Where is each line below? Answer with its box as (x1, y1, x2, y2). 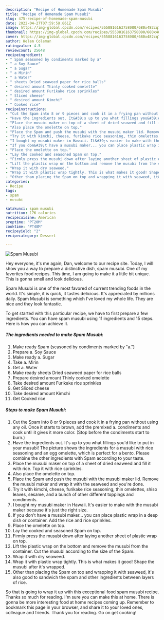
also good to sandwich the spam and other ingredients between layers (12, 574, 154, 580)
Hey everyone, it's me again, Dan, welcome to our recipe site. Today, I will (5, 260, 154, 266)
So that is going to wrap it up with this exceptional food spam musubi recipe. (5, 589, 159, 595)
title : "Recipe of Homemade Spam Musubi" (5, 12, 91, 17)
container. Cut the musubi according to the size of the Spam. (12, 548, 135, 554)
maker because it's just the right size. (12, 507, 88, 513)
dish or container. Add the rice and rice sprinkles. (12, 517, 112, 524)
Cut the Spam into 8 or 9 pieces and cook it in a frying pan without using (12, 419, 159, 425)
